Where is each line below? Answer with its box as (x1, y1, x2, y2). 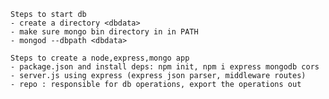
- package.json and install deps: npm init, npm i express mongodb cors (10, 62, 320, 72)
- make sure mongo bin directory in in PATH (10, 27, 199, 37)
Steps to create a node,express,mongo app (10, 53, 190, 63)
